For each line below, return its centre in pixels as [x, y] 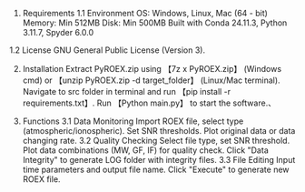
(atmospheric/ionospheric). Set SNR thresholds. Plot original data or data [159, 131]
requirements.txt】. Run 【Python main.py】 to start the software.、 [149, 103]
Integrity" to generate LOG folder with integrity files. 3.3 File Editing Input [159, 160]
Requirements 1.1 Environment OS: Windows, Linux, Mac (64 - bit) [145, 13]
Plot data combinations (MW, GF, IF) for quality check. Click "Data [146, 150]
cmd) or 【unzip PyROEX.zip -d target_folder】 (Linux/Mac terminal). [151, 80]
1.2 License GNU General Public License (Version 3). [108, 50]
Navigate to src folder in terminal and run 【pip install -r [127, 91]
